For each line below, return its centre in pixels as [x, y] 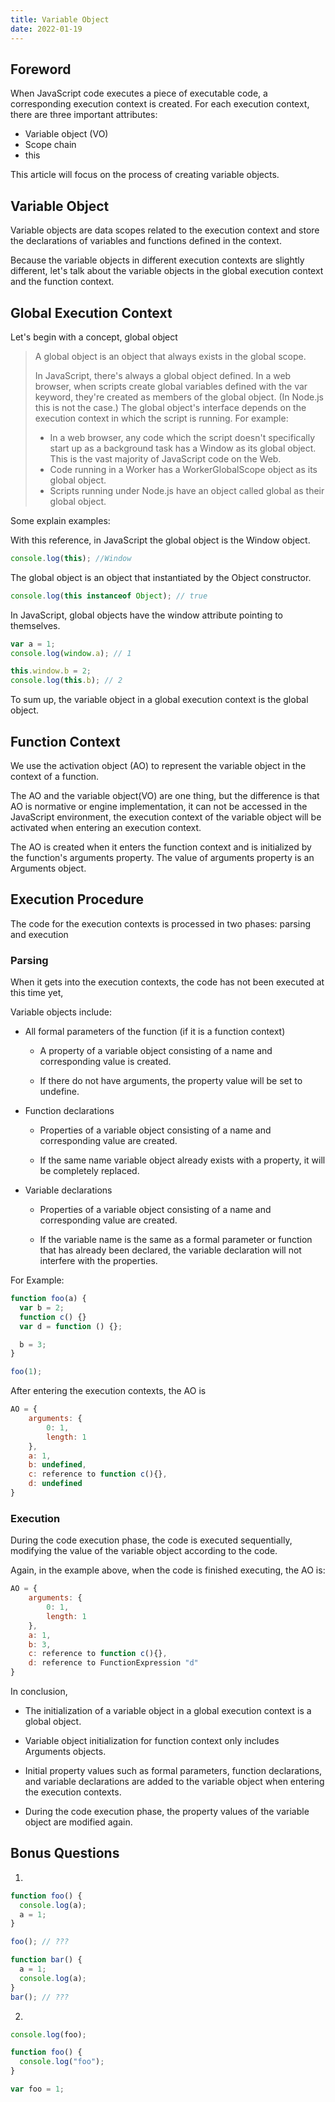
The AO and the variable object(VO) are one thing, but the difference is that [165, 795]
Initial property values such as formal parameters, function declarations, [173, 1771]
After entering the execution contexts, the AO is [108, 1391]
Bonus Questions [65, 1853]
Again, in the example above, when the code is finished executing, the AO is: [168, 1570]
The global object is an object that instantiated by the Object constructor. [161, 577]
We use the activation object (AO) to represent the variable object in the [158, 765]
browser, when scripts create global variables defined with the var [171, 386]
